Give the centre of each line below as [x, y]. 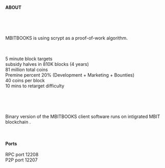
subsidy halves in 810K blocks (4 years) [47, 64]
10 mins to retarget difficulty [35, 86]
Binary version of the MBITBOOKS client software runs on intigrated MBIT [83, 116]
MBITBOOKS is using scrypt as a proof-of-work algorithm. [66, 38]
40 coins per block [25, 80]
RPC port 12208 [22, 154]
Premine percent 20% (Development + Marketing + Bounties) [70, 75]
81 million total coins [27, 69]
